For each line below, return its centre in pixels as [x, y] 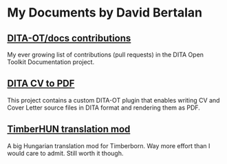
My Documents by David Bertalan [105, 13]
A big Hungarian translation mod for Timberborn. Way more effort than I [109, 145]
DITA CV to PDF [41, 84]
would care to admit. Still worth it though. [65, 153]
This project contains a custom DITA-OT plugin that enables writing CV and [113, 100]
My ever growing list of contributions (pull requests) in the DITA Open [106, 54]
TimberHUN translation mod [69, 129]
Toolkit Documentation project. [51, 62]
